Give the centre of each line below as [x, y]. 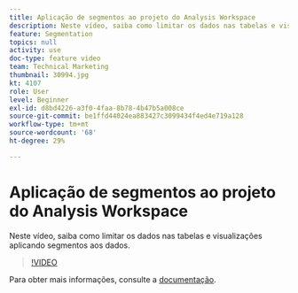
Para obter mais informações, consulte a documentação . [113, 279]
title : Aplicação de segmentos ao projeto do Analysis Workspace [132, 17]
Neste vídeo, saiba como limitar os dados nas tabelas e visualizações [136, 235]
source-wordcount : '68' [53, 133]
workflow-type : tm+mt [49, 125]
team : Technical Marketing [59, 67]
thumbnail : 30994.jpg [49, 75]
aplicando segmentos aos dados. [70, 245]
